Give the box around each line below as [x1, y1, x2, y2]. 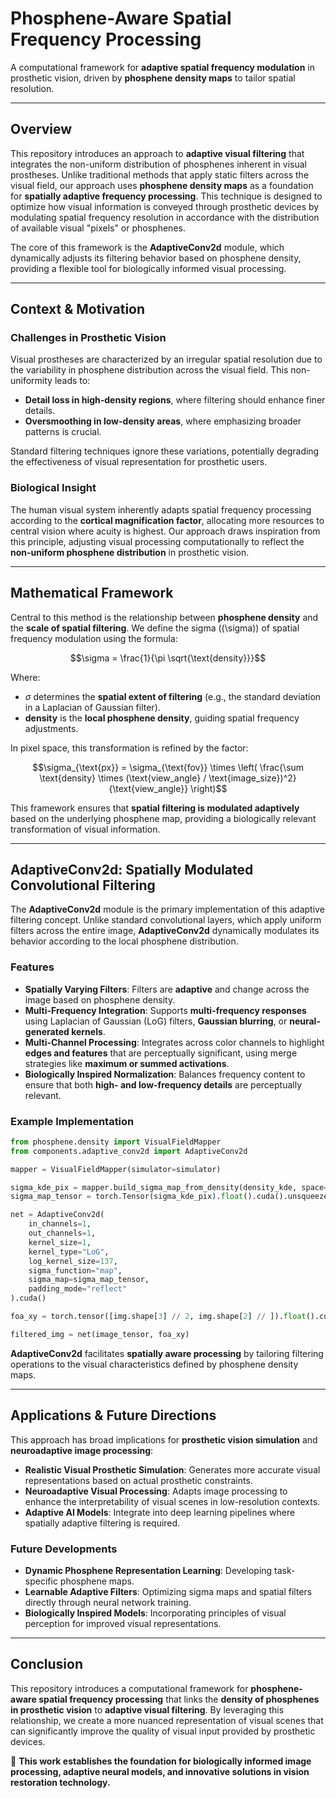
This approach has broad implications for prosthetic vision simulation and [10, 1433, 318, 1446]
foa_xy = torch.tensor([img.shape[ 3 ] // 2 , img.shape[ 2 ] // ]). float [10, 1312, 307, 1322]
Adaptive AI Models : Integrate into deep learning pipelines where [24, 1506, 296, 1518]
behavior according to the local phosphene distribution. [10, 935, 239, 947]
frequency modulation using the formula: [10, 632, 178, 644]
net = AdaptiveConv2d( [10, 1210, 105, 1220]
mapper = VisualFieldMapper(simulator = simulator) [10, 1164, 222, 1174]
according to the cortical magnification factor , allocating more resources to [10, 514, 325, 526]
